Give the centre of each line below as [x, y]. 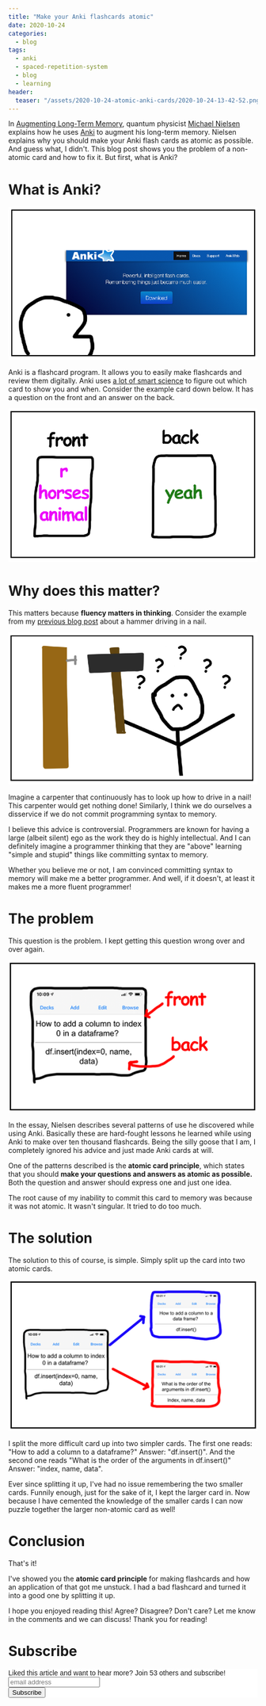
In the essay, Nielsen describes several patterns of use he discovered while [131, 1124]
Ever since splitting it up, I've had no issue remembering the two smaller [126, 1484]
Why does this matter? [84, 591]
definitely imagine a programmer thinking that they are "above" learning [125, 846]
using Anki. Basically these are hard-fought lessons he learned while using [130, 1133]
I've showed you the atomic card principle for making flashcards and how [129, 1579]
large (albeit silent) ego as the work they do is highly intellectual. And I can [129, 838]
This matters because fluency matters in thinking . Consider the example [127, 613]
